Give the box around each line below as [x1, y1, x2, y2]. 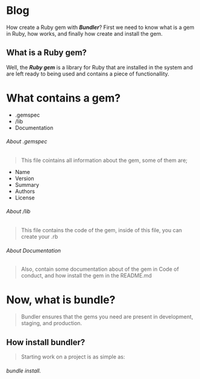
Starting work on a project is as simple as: [20, 353, 125, 360]
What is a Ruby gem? [6, 48, 87, 58]
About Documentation [6, 247, 61, 254]
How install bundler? [6, 337, 86, 348]
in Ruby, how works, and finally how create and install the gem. [6, 30, 163, 37]
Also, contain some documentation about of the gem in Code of [20, 265, 180, 273]
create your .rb [20, 233, 58, 241]
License [14, 194, 35, 201]
